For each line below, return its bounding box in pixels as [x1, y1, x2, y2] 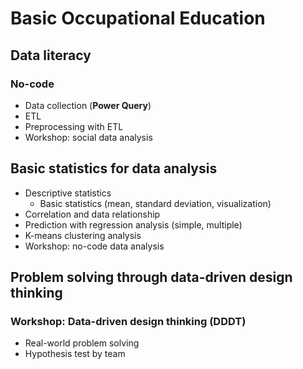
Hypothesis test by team [24, 348, 126, 360]
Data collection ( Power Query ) [24, 99, 152, 111]
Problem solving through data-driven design [10, 269, 293, 286]
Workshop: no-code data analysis [24, 240, 165, 252]
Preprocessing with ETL [24, 120, 124, 132]
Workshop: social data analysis [24, 131, 153, 143]
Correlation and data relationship [24, 208, 161, 220]
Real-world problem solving [24, 337, 140, 349]
